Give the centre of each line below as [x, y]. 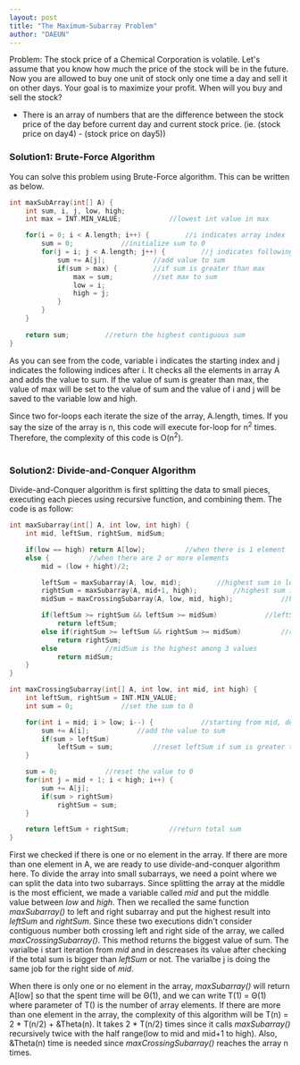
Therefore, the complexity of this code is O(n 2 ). [96, 437]
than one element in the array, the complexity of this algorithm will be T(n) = [149, 1015]
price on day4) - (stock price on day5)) [94, 134]
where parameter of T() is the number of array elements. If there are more [145, 1005]
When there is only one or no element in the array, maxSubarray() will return [150, 986]
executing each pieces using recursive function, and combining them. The [146, 499]
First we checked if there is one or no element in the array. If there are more [148, 855]
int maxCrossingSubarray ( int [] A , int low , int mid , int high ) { [133, 689]
